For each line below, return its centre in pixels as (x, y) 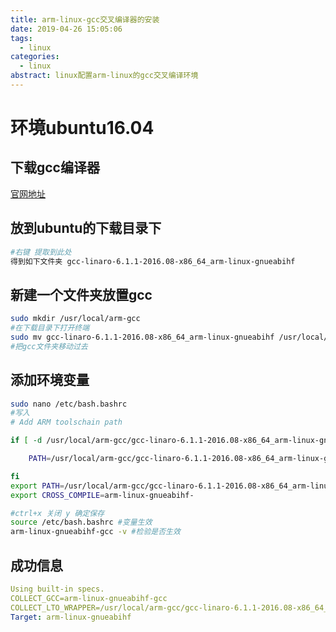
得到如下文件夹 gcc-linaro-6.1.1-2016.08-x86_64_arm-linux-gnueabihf (153, 261)
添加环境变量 (50, 380)
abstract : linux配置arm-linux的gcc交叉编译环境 (104, 76)
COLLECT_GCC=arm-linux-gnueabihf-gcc (89, 598)
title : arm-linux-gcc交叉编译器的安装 (85, 19)
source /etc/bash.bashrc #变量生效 (81, 522)
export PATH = (37, 486)
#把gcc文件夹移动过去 (49, 346)
